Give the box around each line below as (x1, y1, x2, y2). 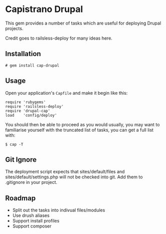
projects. (5, 25, 24, 31)
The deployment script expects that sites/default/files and (5, 169, 125, 175)
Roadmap (5, 194, 36, 202)
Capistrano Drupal (5, 4, 83, 15)
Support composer (12, 223, 52, 229)
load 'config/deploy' (5, 113, 57, 118)
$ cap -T (5, 142, 24, 147)
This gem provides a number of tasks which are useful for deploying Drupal (5, 20, 161, 26)
